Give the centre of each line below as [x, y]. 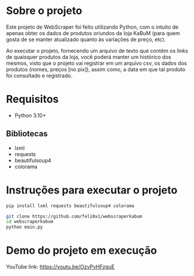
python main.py [25, 227]
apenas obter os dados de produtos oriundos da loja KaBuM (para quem [93, 33]
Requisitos [32, 99]
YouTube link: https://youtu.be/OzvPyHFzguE [60, 267]
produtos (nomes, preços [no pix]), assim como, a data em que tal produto [96, 69]
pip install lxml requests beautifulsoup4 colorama [70, 206]
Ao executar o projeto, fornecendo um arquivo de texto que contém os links [97, 50]
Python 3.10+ [30, 115]
